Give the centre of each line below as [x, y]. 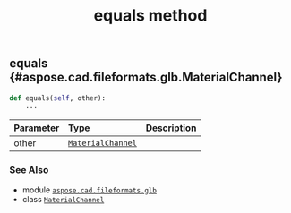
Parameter [37, 128]
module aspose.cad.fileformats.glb [89, 190]
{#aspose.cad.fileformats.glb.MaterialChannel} [146, 77]
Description [171, 128]
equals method [150, 16]
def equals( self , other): [57, 98]
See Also [29, 170]
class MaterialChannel [63, 199]
